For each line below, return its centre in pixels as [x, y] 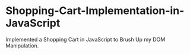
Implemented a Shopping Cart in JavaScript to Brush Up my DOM [85, 39]
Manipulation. [22, 46]
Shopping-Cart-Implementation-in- [95, 11]
